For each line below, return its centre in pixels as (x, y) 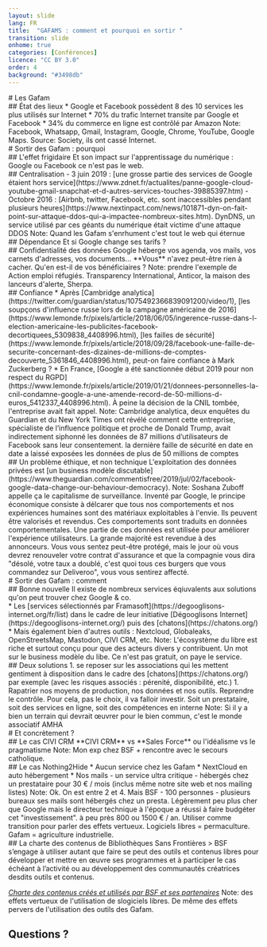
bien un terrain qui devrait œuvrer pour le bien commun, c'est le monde (125, 716)
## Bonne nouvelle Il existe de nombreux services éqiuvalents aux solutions (132, 589)
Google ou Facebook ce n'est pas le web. (76, 165)
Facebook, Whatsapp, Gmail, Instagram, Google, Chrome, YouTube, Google (132, 132)
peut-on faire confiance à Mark (184, 360)
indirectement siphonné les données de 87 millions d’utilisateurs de (118, 436)
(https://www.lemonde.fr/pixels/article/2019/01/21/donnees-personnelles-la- (133, 385)
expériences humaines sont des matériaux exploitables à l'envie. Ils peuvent (133, 513)
